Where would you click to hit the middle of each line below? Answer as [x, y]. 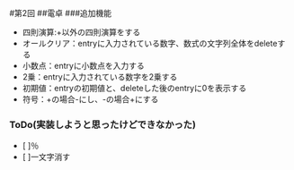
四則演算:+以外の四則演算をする [81, 32]
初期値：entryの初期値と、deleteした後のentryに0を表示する [134, 88]
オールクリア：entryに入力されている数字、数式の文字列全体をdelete [150, 43]
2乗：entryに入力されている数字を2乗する [100, 77]
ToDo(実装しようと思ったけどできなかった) [102, 124]
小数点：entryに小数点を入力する [84, 66]
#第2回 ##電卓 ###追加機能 [61, 13]
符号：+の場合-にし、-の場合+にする [90, 99]
